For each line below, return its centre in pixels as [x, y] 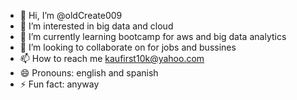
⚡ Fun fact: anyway [59, 84]
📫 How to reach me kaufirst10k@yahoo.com [112, 58]
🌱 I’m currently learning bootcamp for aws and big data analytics [153, 36]
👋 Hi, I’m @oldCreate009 [71, 15]
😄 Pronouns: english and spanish [89, 73]
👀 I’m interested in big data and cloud [96, 26]
